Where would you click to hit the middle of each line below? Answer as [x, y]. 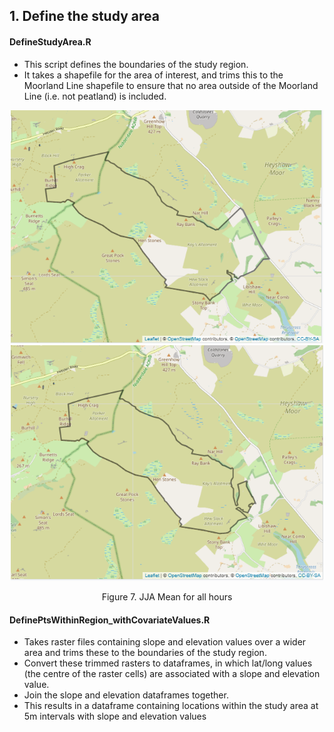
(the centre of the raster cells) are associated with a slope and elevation [172, 674]
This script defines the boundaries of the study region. [136, 64]
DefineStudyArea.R [50, 41]
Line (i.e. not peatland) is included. [95, 96]
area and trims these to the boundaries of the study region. [145, 653]
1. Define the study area [84, 16]
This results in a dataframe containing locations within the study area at [171, 706]
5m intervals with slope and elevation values [115, 716]
